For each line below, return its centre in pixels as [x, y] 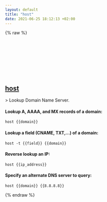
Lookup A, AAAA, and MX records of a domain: [54, 111]
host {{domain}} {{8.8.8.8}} [35, 186]
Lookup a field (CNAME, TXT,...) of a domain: [52, 133]
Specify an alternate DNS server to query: [48, 175]
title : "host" [20, 14]
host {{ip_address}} [26, 165]
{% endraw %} [20, 195]
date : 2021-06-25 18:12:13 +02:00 [40, 19]
